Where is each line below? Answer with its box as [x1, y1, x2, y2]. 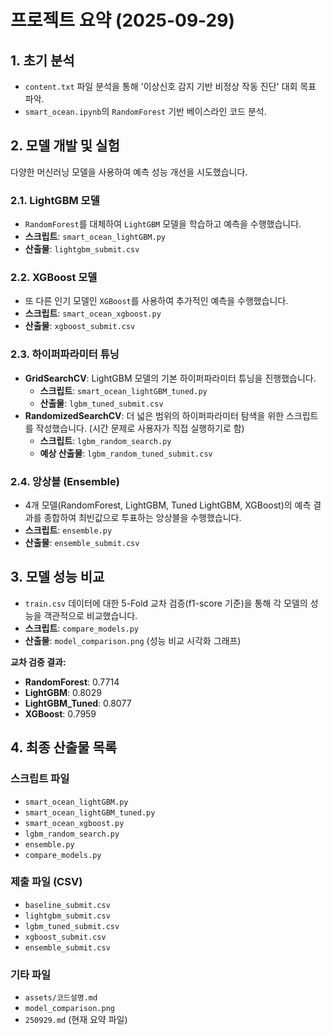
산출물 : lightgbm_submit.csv [24, 243, 140, 255]
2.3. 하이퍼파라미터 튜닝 [10, 347, 120, 361]
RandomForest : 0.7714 [24, 676, 120, 688]
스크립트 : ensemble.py [24, 524, 113, 536]
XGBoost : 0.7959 [24, 707, 97, 720]
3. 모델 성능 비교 [10, 569, 105, 586]
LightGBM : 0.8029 [24, 686, 102, 698]
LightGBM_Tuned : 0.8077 [24, 697, 132, 709]
